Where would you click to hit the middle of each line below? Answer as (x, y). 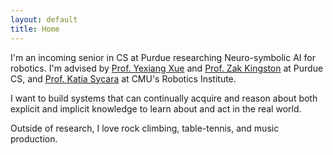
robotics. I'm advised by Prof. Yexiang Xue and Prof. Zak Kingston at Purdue (167, 68)
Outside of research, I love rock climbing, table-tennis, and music (145, 128)
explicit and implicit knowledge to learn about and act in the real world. (156, 108)
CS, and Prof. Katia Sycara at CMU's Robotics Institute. (123, 78)
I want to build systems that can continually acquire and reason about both (164, 98)
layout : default (44, 19)
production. (34, 138)
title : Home (35, 29)
